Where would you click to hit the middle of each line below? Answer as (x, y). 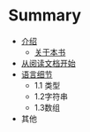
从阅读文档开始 (48, 63)
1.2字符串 (51, 96)
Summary (45, 16)
